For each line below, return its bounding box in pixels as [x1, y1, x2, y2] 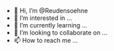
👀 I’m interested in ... [13, 14, 73, 22]
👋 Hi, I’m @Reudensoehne [13, 7, 88, 14]
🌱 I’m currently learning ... [13, 21, 88, 29]
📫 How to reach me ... [13, 37, 78, 44]
